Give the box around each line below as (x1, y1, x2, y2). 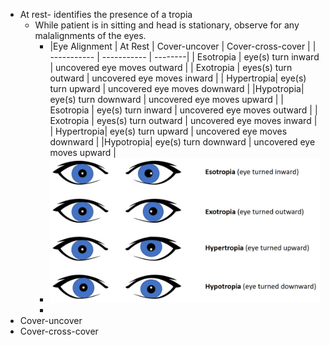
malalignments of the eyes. (34, 30, 147, 41)
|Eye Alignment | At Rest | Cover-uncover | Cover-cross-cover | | (49, 40, 317, 52)
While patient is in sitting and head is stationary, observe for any (34, 19, 300, 31)
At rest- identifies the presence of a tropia (19, 9, 193, 20)
